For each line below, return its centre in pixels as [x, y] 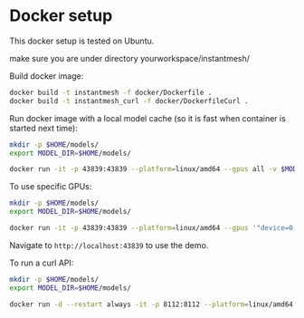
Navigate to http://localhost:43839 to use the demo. [109, 245]
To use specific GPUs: [51, 187]
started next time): [44, 128]
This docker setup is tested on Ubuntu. [82, 41]
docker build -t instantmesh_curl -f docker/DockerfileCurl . [129, 101]
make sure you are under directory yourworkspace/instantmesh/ [130, 58]
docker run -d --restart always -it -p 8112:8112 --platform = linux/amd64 [152, 304]
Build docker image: [47, 76]
